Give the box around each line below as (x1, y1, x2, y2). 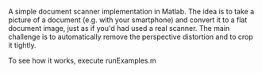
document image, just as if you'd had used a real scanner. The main (8, 24, 230, 33)
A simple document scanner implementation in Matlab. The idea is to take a (8, 7, 255, 16)
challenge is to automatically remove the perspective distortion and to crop (8, 32, 253, 41)
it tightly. (8, 40, 37, 50)
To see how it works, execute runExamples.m (8, 56, 156, 65)
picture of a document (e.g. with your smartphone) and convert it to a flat (8, 15, 248, 25)
